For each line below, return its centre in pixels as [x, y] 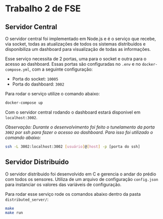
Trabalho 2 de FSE [43, 9]
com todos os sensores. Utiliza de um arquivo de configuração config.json [82, 179]
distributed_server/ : [27, 199]
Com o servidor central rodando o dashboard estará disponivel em [73, 112]
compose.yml [17, 70]
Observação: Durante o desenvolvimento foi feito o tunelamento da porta [80, 127]
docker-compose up [24, 103]
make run [14, 213]
